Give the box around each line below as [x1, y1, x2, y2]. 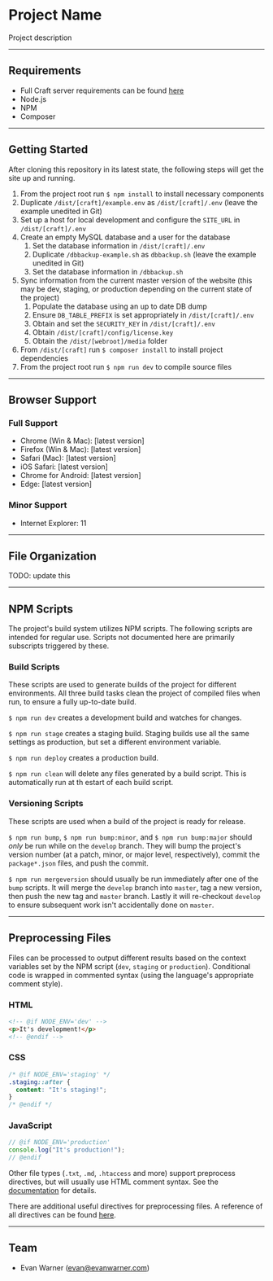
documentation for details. [8, 1186, 97, 1195]
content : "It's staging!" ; [15, 1086, 107, 1094]
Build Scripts [8, 661, 60, 673]
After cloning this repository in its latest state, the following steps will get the [8, 165, 264, 174]
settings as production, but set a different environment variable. [8, 737, 222, 747]
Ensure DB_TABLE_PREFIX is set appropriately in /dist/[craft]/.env [32, 309, 254, 319]
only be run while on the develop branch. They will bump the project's [8, 840, 241, 850]
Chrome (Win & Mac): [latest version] [19, 436, 145, 445]
